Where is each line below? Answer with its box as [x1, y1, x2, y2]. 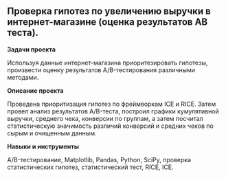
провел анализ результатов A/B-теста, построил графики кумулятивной [7, 107, 220, 115]
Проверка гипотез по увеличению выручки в [7, 5, 211, 17]
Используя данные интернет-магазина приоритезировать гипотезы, [7, 58, 208, 67]
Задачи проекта [7, 45, 56, 54]
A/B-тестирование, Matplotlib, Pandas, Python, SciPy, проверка [7, 155, 191, 164]
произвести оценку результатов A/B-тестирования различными [7, 65, 196, 74]
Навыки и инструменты [7, 142, 79, 151]
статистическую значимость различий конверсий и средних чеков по [7, 122, 214, 130]
